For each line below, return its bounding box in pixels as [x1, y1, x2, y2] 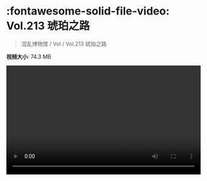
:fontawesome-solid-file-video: [6, 4, 170, 18]
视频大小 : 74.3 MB [6, 53, 52, 60]
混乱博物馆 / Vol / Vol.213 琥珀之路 [21, 40, 107, 47]
